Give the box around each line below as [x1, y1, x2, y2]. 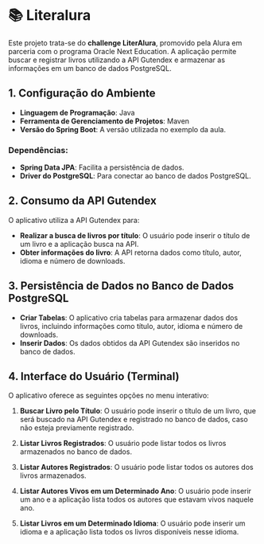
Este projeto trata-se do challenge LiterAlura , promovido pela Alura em [8, 37, 243, 48]
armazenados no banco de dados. [19, 447, 133, 456]
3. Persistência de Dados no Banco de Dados [8, 280, 235, 293]
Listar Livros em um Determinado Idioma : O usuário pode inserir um [19, 519, 246, 528]
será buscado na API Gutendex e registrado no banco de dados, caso [19, 415, 248, 425]
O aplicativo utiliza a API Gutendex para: [8, 215, 140, 225]
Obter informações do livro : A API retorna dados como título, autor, [19, 248, 242, 257]
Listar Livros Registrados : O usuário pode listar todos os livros [19, 439, 227, 448]
